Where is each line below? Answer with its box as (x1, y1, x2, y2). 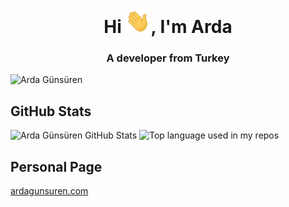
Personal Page (10, 158, 103, 175)
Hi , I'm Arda (103, 16, 233, 38)
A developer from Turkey (106, 51, 230, 65)
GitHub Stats (10, 103, 92, 120)
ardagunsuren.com (10, 184, 89, 197)
